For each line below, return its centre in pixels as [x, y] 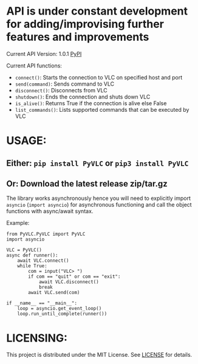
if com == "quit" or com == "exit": [74, 277]
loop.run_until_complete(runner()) [62, 314]
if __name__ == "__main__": [42, 303]
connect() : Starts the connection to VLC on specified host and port [99, 77]
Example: [18, 223]
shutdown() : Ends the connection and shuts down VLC [83, 97]
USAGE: [26, 141]
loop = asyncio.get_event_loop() [60, 309]
